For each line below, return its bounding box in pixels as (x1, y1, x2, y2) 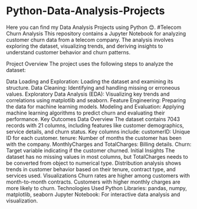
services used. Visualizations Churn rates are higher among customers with (6, 172, 191, 179)
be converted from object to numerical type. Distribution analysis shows (6, 159, 182, 166)
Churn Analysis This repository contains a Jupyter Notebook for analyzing (6, 30, 186, 37)
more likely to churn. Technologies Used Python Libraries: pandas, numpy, (6, 184, 188, 191)
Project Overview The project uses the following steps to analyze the (6, 60, 173, 67)
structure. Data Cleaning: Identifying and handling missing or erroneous (6, 84, 180, 91)
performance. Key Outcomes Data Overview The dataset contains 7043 (6, 115, 180, 122)
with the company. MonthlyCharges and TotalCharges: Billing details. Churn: (6, 141, 192, 148)
